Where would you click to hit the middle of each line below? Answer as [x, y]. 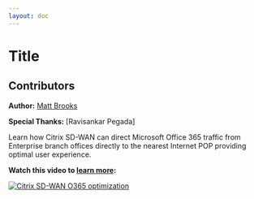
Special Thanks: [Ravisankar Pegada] [72, 121]
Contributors [42, 86]
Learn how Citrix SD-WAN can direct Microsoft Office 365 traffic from [125, 137]
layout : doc [28, 16]
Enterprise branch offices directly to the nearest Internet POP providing [127, 145]
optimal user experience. [50, 154]
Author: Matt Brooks [43, 106]
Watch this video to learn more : [62, 170]
